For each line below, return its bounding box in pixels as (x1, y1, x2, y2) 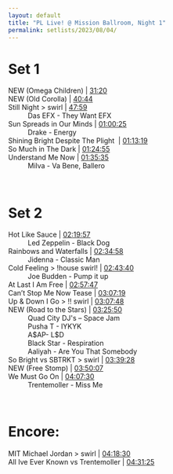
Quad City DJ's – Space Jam (27, 314, 120, 323)
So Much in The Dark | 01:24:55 (8, 145, 110, 154)
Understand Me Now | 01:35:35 (8, 152, 110, 162)
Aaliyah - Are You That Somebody (27, 347, 138, 356)
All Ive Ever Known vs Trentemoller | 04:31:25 (8, 457, 155, 467)
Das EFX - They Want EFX (27, 111, 112, 120)
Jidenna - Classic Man (27, 255, 100, 264)
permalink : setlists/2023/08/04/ (8, 26, 117, 34)
